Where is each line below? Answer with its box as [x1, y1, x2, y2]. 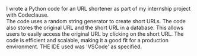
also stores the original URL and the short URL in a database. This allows [6, 24, 184, 31]
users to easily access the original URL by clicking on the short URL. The [6, 30, 184, 38]
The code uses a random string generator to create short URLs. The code [6, 18, 186, 24]
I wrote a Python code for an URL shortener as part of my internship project [6, 5, 191, 12]
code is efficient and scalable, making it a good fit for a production [6, 37, 169, 43]
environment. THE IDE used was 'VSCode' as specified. [6, 43, 142, 50]
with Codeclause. [6, 11, 49, 18]
